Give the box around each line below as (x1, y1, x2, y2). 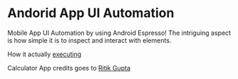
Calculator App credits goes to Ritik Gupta (7, 63, 130, 72)
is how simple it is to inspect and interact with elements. (7, 36, 172, 44)
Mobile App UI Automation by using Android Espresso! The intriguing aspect (7, 28, 232, 37)
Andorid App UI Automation (7, 5, 175, 21)
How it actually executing (7, 50, 82, 58)
